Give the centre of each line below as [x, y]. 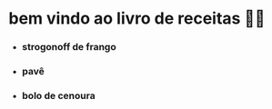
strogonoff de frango [69, 47]
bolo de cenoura [59, 95]
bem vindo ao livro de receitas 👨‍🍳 [137, 19]
